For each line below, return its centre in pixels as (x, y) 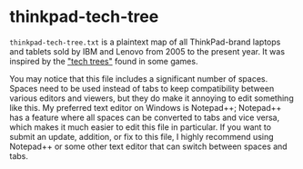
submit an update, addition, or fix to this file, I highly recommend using (142, 136)
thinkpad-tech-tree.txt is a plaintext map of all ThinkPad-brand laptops (145, 42)
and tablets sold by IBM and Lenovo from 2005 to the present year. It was (147, 51)
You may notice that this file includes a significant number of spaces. (139, 78)
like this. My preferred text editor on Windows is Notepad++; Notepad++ (146, 107)
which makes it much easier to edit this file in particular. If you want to (140, 127)
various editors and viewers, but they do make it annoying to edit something (151, 98)
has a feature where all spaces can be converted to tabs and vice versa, (145, 117)
